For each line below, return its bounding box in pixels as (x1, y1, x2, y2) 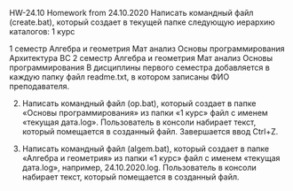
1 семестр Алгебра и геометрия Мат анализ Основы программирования (9, 43, 285, 54)
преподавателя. (9, 81, 70, 91)
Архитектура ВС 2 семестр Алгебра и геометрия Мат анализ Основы (9, 53, 273, 63)
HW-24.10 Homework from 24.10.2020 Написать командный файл (9, 8, 254, 18)
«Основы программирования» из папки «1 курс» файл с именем (21, 108, 268, 118)
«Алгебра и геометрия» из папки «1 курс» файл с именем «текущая (21, 153, 281, 163)
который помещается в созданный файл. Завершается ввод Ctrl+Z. (21, 126, 279, 136)
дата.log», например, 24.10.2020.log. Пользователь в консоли (21, 163, 257, 172)
